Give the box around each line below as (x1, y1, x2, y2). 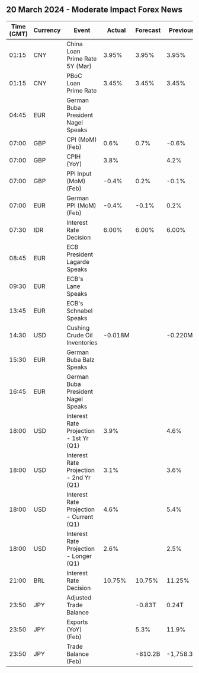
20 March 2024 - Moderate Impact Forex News (6, 5, 182, 15)
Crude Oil (66, 331, 93, 339)
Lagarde (66, 257, 90, 266)
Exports (66, 618, 88, 626)
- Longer (66, 551, 92, 560)
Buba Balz (66, 355, 95, 363)
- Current (66, 512, 94, 521)
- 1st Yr (66, 434, 89, 442)
